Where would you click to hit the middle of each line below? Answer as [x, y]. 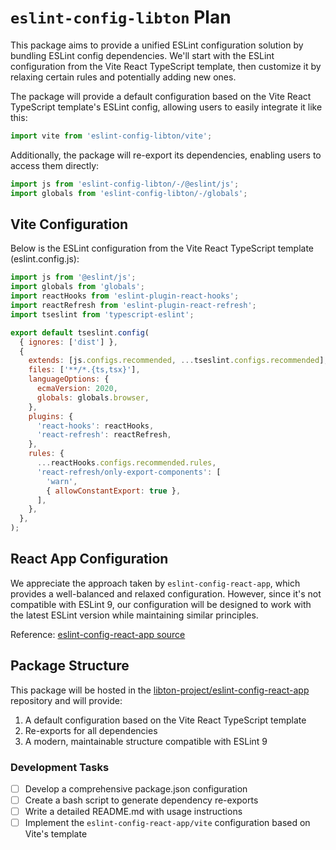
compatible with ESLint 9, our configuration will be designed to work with [161, 604]
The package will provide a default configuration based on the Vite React [161, 96]
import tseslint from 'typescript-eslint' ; [102, 314]
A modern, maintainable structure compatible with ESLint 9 [146, 741]
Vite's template [56, 834]
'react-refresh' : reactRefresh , [104, 435]
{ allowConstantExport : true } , [114, 491]
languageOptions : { [69, 379]
